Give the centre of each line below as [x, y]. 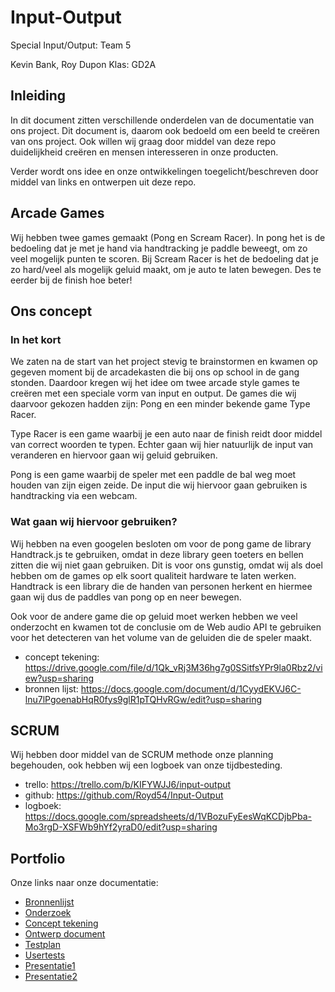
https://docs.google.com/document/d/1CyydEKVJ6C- [191, 688]
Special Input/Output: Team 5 [71, 45]
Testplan [42, 945]
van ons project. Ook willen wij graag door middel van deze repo [143, 141]
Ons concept [51, 311]
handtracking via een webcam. [74, 496]
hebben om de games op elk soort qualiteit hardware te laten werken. [153, 575]
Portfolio [38, 858]
